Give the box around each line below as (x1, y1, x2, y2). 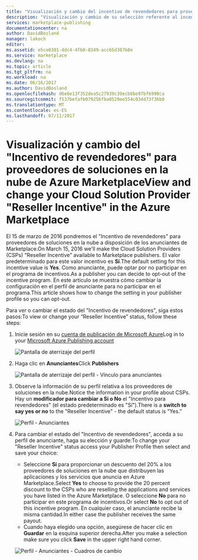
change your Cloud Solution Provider (6, 188, 191, 202)
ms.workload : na (6, 74, 46, 80)
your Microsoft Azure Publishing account (14, 337, 114, 344)
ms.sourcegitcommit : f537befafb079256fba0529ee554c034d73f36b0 (6, 96, 165, 102)
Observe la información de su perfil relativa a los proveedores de (14, 383, 173, 390)
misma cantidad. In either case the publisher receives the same (23, 511, 176, 518)
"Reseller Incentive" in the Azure (6, 201, 171, 214)
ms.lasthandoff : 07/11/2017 (6, 113, 75, 118)
